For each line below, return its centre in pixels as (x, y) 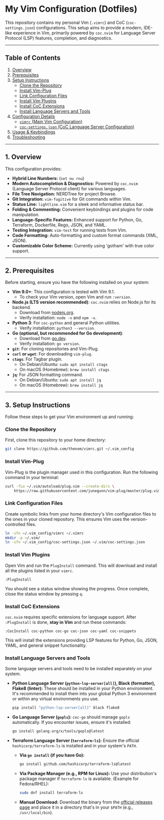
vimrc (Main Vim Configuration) (51, 121)
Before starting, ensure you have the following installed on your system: (77, 282)
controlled (15, 524)
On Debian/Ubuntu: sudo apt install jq (60, 380)
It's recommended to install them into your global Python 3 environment (84, 694)
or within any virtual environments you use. (55, 699)
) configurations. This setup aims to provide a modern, (88, 27)
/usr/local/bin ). (36, 812)
